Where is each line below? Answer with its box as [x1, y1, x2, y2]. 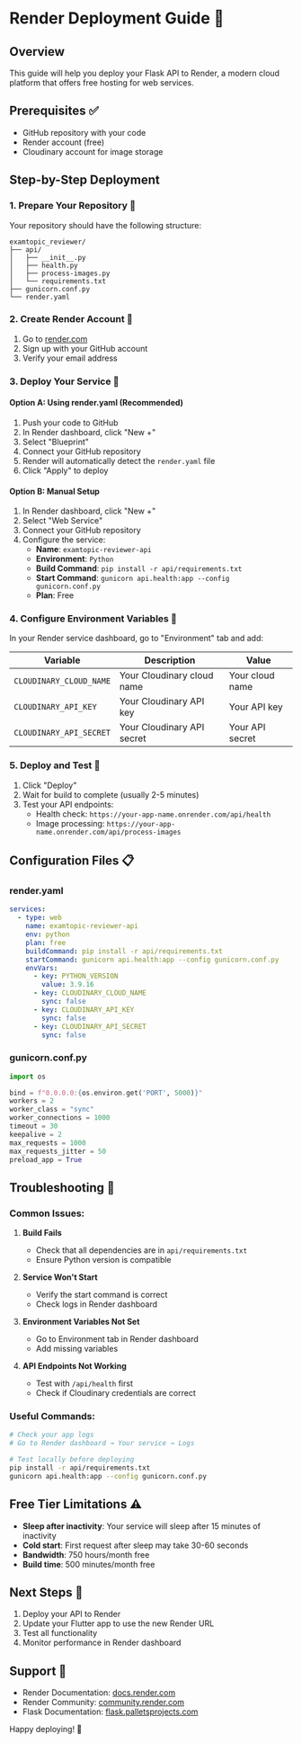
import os [9, 1072, 47, 1081]
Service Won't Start [22, 1272, 98, 1283]
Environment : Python [35, 553, 114, 565]
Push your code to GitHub [22, 417, 119, 428]
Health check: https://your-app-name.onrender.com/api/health [35, 809, 271, 819]
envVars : [25, 963, 58, 972]
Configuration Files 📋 [9, 854, 135, 869]
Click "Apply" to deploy [22, 465, 109, 476]
